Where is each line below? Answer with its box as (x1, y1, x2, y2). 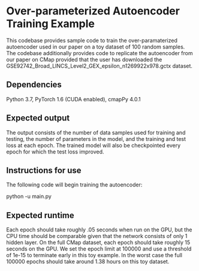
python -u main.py (6, 193, 52, 200)
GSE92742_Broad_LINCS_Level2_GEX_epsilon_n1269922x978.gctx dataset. (6, 62, 193, 70)
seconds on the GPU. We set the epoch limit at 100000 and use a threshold (6, 245, 192, 252)
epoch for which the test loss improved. (6, 148, 104, 155)
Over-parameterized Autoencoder (6, 4, 180, 18)
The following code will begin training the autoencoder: (6, 181, 143, 188)
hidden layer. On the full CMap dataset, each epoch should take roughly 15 (6, 239, 191, 246)
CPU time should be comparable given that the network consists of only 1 (6, 233, 188, 240)
